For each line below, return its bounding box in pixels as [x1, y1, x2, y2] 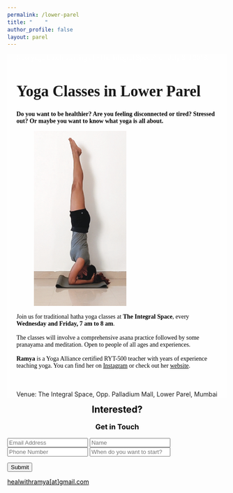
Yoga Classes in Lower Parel [16, 83, 201, 101]
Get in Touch [95, 422, 140, 432]
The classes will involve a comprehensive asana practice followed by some [16, 333, 200, 341]
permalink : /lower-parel [7, 11, 80, 18]
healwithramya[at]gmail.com [7, 478, 89, 486]
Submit [10, 464, 29, 471]
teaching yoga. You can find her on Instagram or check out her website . [16, 361, 190, 369]
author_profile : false [7, 26, 73, 33]
